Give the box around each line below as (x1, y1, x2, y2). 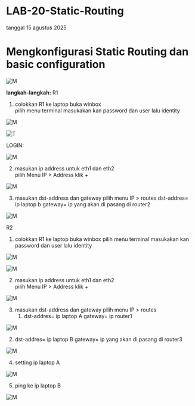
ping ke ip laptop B (14, 381, 61, 389)
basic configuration (6, 58, 106, 71)
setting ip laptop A (14, 359, 60, 366)
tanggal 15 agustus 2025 (6, 24, 67, 31)
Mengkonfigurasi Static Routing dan (6, 45, 189, 59)
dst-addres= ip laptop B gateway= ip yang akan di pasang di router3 (14, 335, 183, 343)
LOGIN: (6, 142, 24, 149)
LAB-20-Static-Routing (6, 4, 124, 18)
